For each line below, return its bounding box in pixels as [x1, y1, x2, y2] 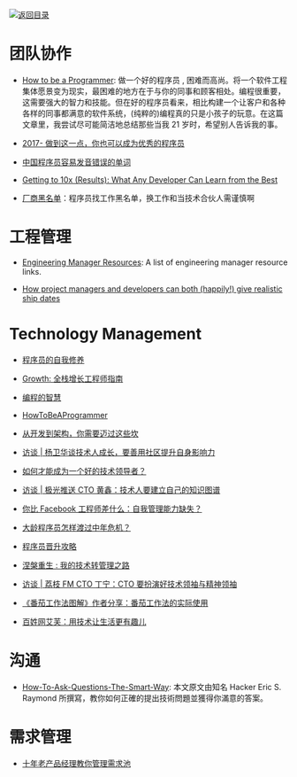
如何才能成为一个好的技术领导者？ [21, 465, 147, 476]
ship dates [21, 292, 60, 303]
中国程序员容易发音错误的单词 [21, 156, 131, 167]
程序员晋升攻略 [21, 540, 77, 551]
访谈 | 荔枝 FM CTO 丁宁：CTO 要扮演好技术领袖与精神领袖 [21, 579, 238, 589]
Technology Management [9, 324, 202, 345]
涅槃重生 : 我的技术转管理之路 [21, 559, 130, 571]
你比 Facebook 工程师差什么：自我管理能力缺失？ [21, 503, 202, 514]
